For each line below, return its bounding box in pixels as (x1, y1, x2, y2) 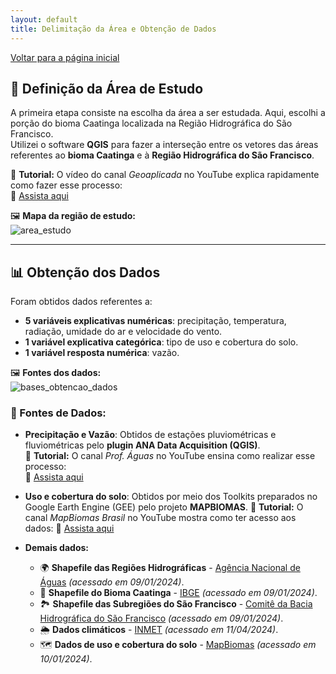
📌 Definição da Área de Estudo (10, 80, 204, 97)
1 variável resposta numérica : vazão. (24, 347, 180, 359)
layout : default (10, 14, 78, 25)
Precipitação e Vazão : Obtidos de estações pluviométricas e (24, 429, 277, 441)
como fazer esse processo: (10, 179, 123, 191)
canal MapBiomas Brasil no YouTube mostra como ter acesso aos (24, 512, 297, 524)
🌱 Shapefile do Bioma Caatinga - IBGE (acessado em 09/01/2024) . (39, 587, 318, 599)
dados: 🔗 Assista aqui (24, 522, 115, 535)
